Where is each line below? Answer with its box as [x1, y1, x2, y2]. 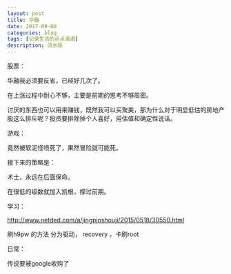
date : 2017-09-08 [7, 23, 57, 30]
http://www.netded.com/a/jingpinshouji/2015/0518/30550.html [7, 216, 185, 224]
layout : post [7, 10, 45, 17]
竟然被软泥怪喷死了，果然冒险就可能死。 [7, 144, 122, 151]
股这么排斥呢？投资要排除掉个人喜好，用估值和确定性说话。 [7, 114, 177, 123]
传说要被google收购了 [7, 260, 70, 267]
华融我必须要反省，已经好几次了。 [7, 76, 104, 85]
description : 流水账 [7, 42, 63, 49]
